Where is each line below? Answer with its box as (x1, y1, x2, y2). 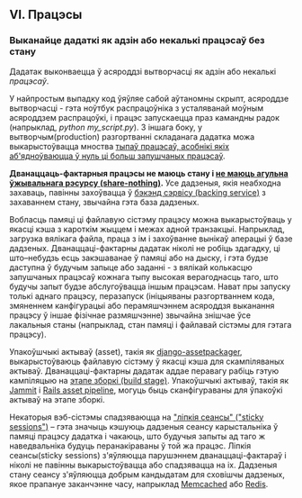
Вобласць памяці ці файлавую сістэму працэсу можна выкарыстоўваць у (9, 213, 292, 224)
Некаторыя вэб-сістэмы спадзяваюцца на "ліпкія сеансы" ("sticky (9, 412, 264, 422)
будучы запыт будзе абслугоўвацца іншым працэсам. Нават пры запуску (9, 281, 291, 292)
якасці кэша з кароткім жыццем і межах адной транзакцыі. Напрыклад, (9, 223, 285, 234)
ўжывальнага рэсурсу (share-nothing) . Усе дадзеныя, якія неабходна (9, 177, 281, 188)
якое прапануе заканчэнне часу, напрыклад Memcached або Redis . (9, 478, 269, 489)
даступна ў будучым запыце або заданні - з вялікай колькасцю (9, 261, 253, 273)
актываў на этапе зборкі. (9, 394, 105, 404)
